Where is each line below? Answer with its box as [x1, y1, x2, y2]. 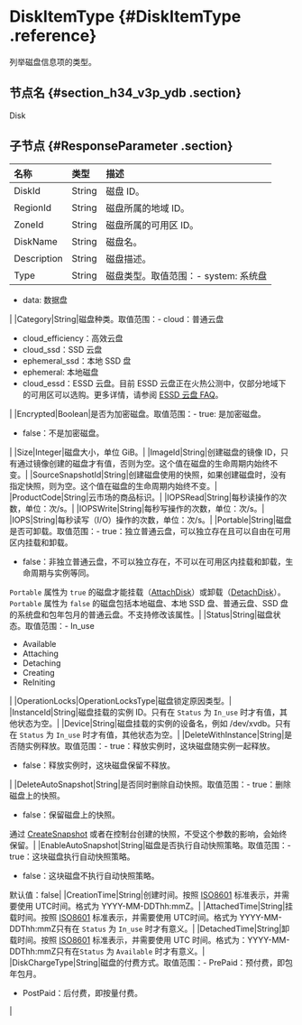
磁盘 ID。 [105, 185, 145, 198]
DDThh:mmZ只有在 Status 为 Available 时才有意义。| [9, 946, 206, 956]
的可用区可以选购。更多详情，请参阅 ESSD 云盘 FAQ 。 [22, 389, 224, 400]
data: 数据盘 [22, 294, 68, 305]
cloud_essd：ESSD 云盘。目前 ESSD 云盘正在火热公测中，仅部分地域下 [22, 377, 287, 389]
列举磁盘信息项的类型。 [9, 56, 96, 67]
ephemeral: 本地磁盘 [22, 366, 99, 377]
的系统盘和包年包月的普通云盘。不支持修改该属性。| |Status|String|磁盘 [9, 609, 273, 620]
